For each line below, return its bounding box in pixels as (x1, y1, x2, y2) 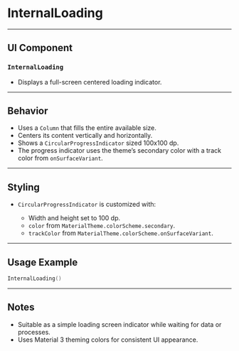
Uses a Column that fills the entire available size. (17, 124, 156, 132)
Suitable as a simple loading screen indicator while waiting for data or (17, 320, 222, 328)
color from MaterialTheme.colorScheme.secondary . (28, 222, 176, 230)
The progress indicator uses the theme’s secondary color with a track (17, 146, 222, 155)
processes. (17, 328, 51, 336)
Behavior (7, 105, 48, 117)
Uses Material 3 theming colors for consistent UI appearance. (17, 335, 198, 344)
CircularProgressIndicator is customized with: (17, 200, 156, 209)
